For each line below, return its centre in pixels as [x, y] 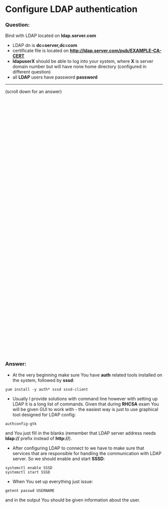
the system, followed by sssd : [43, 380]
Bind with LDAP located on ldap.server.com [51, 35]
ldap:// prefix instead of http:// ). [39, 438]
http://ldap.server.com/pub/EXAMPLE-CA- [116, 50]
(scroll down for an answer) [33, 91]
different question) [31, 72]
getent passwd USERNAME [30, 490]
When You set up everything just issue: [53, 481]
